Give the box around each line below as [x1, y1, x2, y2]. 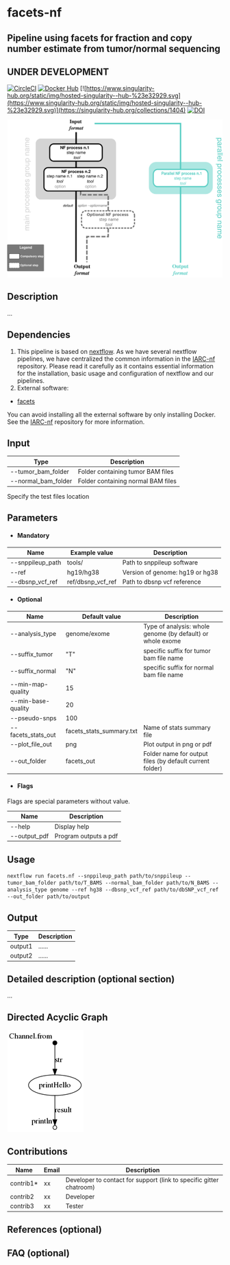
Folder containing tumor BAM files [77, 468, 174, 476]
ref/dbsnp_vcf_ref [67, 578, 117, 586]
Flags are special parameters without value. [7, 797, 130, 805]
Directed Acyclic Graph [7, 1011, 108, 1023]
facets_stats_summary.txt [65, 727, 138, 735]
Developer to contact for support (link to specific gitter [65, 1175, 219, 1184]
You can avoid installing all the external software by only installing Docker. [7, 410, 216, 418]
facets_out [65, 757, 96, 766]
